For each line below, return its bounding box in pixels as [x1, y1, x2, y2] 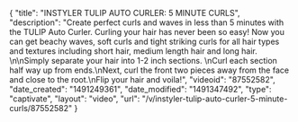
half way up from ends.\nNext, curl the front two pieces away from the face [9, 65, 290, 75]
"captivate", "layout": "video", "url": [9, 93, 140, 104]
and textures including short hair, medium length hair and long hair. [9, 46, 258, 57]
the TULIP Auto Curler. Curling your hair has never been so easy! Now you [9, 27, 285, 37]
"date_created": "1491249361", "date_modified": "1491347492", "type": [9, 84, 272, 94]
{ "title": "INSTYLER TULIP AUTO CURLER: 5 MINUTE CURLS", [9, 8, 240, 18]
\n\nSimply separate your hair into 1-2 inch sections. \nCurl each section [9, 56, 277, 65]
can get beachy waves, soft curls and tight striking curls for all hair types [9, 36, 280, 47]
